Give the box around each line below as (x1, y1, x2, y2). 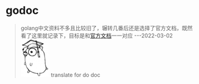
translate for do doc (51, 71, 101, 79)
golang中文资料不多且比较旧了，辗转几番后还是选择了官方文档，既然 (20, 24, 193, 31)
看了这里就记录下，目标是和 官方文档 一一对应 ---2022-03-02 (20, 31, 173, 39)
